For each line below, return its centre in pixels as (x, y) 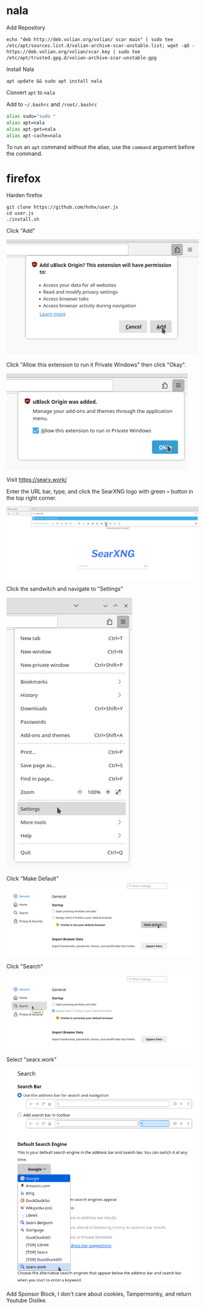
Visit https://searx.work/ (37, 479)
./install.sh (23, 220)
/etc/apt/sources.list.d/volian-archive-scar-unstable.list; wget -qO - (101, 46)
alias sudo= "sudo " (31, 116)
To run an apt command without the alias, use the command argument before (101, 147)
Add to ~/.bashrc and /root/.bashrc (52, 104)
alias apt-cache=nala (34, 136)
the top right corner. (31, 498)
